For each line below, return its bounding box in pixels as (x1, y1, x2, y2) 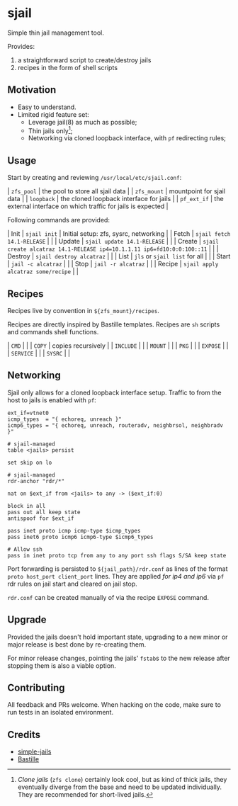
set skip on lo (7, 459, 52, 466)
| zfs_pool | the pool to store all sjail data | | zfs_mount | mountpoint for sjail (7, 187, 225, 195)
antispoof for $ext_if (7, 515, 74, 522)
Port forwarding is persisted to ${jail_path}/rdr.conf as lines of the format (7, 564, 228, 573)
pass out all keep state (7, 509, 81, 516)
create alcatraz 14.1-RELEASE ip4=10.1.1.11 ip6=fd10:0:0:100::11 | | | (7, 244, 219, 253)
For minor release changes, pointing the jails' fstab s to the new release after (7, 654, 230, 662)
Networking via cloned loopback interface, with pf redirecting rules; (28, 134, 227, 142)
